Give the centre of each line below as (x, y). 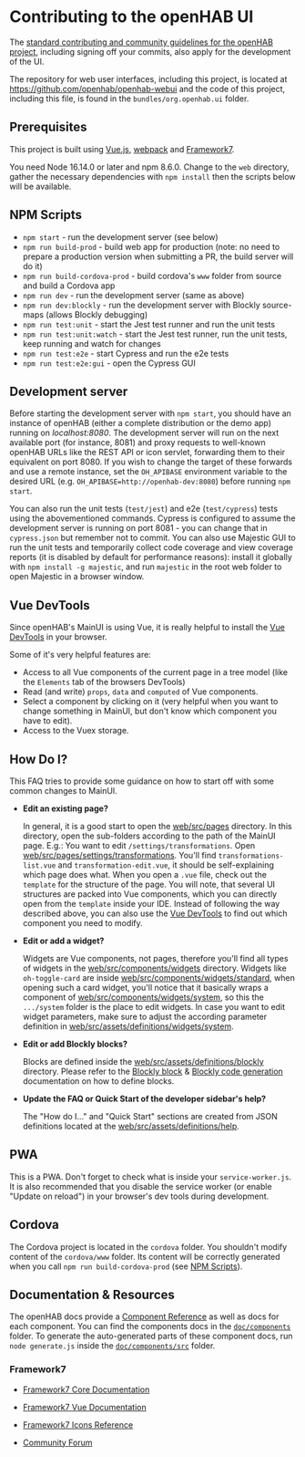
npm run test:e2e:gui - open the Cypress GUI (109, 363)
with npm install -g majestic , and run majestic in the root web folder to (146, 567)
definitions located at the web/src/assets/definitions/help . (131, 1126)
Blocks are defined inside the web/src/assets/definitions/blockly (143, 1062)
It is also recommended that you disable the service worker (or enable (141, 1186)
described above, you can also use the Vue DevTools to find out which (155, 913)
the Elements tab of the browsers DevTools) (104, 682)
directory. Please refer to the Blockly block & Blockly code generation (153, 1071)
